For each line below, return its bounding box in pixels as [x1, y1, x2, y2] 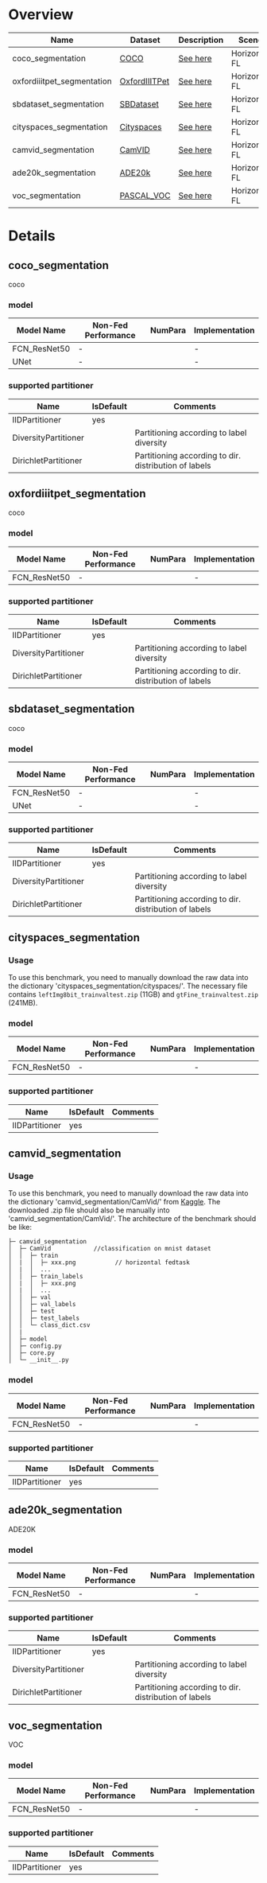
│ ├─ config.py [8, 1342, 62, 1350]
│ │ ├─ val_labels [8, 1301, 77, 1309]
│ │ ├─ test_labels [8, 1314, 80, 1322]
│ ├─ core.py [8, 1349, 56, 1357]
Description [178, 34, 224, 45]
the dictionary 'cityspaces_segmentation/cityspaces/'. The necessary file [8, 981, 248, 991]
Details [8, 227, 56, 245]
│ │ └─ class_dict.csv [8, 1321, 91, 1329]
